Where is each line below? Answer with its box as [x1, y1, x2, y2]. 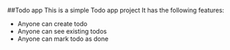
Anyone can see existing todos [17, 27, 107, 35]
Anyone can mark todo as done [17, 35, 109, 43]
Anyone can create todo [17, 20, 88, 27]
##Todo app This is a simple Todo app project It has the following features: [7, 6, 224, 14]
